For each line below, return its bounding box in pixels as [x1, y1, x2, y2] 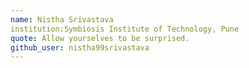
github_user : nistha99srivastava [10, 42, 150, 53]
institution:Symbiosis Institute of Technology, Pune [10, 24, 240, 34]
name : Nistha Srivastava [10, 14, 114, 25]
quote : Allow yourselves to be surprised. [10, 33, 190, 43]
